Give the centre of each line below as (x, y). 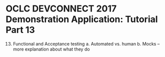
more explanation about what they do (51, 49)
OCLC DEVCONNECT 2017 (61, 9)
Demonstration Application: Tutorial (82, 19)
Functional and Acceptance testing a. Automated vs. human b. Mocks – (86, 43)
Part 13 (20, 30)
